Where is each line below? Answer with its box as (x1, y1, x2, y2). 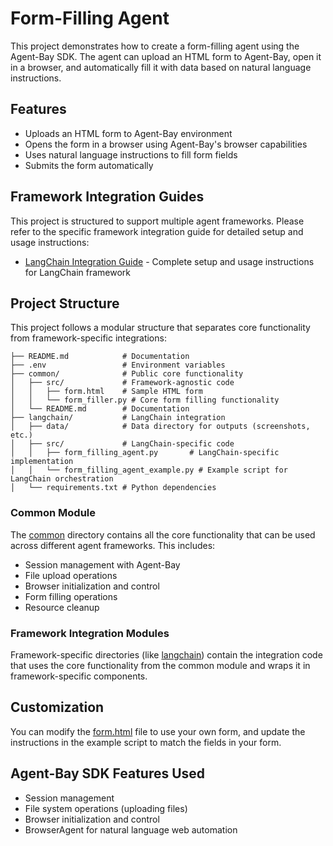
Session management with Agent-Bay (24, 558, 181, 571)
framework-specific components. (10, 670, 148, 682)
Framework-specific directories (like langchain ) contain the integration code (10, 648, 323, 661)
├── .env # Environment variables (10, 360, 226, 371)
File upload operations (24, 569, 118, 581)
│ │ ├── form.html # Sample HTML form (10, 387, 203, 397)
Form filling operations (24, 590, 118, 602)
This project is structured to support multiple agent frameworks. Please (10, 215, 305, 227)
